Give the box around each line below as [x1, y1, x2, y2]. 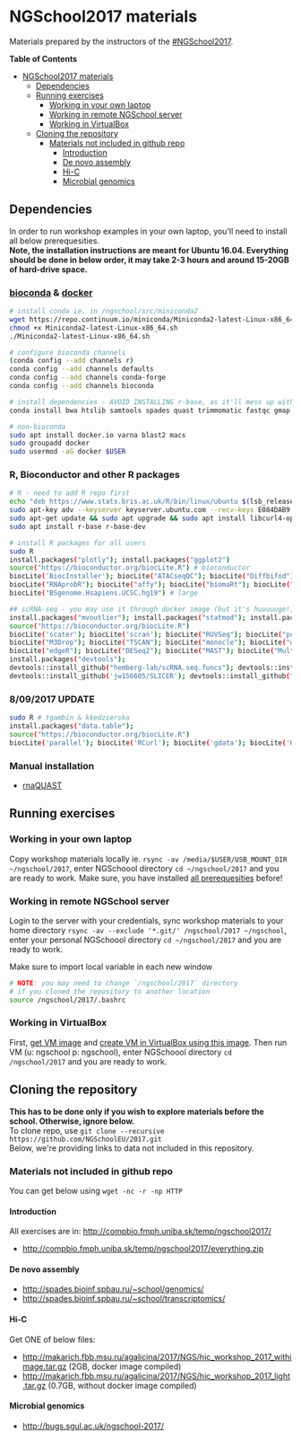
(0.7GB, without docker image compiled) [47, 1380, 197, 1391]
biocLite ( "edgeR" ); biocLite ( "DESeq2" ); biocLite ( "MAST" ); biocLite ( [9, 647, 275, 656]
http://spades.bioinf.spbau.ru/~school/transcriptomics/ [21, 1294, 226, 1304]
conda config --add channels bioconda [9, 382, 154, 391]
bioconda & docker [9, 286, 93, 298]
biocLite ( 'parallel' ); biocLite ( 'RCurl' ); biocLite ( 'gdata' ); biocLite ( [9, 738, 287, 747]
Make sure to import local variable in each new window [9, 961, 213, 972]
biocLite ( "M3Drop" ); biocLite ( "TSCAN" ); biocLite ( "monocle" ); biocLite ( [9, 638, 287, 648]
